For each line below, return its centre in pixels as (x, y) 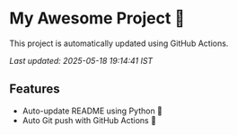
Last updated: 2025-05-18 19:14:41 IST (81, 60)
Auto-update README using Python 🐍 (92, 111)
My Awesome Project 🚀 (97, 18)
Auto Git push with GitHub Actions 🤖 (89, 120)
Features (35, 89)
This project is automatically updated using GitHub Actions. (119, 43)
